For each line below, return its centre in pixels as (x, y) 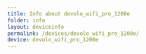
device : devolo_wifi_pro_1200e (53, 40)
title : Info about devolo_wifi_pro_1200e (69, 14)
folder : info (26, 20)
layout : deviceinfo (36, 27)
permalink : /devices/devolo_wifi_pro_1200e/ (73, 33)
